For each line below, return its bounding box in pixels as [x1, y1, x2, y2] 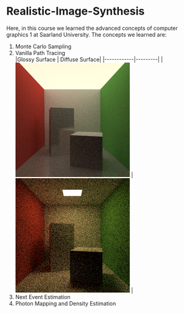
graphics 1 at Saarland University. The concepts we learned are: [6, 31, 167, 38]
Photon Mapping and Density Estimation [15, 300, 116, 307]
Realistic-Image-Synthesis [6, 4, 145, 18]
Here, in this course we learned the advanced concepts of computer [6, 24, 178, 32]
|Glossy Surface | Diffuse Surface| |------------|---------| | [15, 56, 163, 63]
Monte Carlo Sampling [15, 43, 72, 50]
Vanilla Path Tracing [15, 49, 66, 56]
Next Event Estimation [15, 293, 71, 300]
